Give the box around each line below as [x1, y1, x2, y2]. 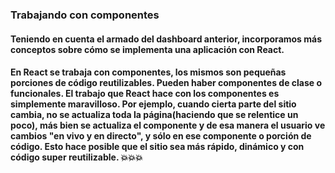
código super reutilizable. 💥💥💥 [10, 151, 143, 163]
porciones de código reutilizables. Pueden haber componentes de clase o [10, 77, 323, 89]
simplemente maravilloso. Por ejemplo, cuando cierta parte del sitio [10, 98, 297, 110]
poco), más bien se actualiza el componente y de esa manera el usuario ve [10, 119, 326, 132]
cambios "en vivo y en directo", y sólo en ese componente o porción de [10, 130, 312, 142]
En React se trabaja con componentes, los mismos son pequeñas [10, 66, 287, 78]
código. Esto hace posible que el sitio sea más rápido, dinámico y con [10, 141, 305, 153]
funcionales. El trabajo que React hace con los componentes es [10, 88, 280, 100]
